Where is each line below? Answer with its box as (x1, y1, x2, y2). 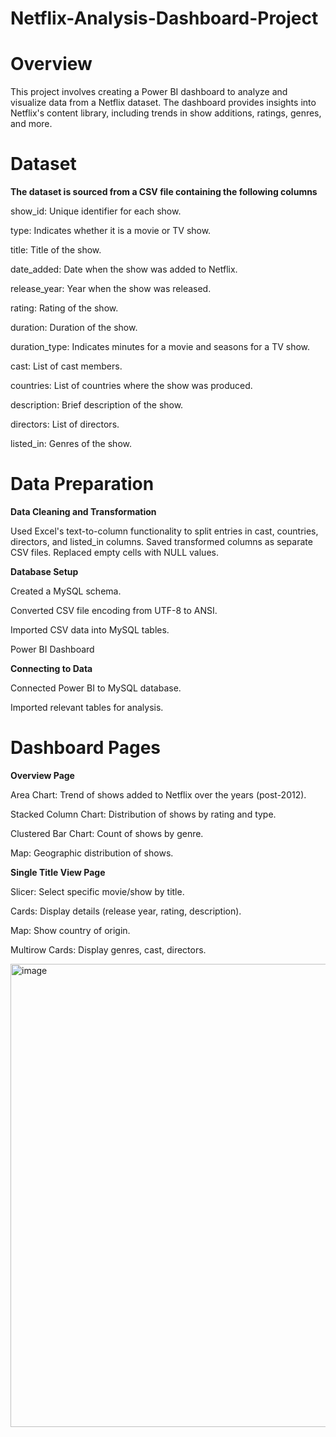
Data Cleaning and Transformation (10, 506, 157, 517)
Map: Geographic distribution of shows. (10, 847, 174, 859)
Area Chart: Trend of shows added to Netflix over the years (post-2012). (10, 788, 307, 801)
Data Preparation (10, 473, 155, 496)
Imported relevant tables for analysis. (10, 702, 164, 713)
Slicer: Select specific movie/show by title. (10, 885, 185, 897)
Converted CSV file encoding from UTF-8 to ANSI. (10, 605, 218, 616)
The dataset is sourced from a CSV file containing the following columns (10, 186, 318, 198)
